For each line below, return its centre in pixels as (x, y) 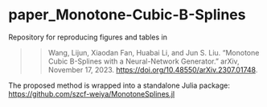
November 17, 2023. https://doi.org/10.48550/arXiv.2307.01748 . (153, 69)
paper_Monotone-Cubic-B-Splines (127, 15)
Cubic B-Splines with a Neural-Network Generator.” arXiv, (144, 61)
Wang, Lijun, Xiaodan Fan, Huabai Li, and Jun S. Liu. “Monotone (154, 52)
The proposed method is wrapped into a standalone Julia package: (119, 85)
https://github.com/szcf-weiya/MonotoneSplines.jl (92, 93)
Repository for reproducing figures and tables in (88, 37)
